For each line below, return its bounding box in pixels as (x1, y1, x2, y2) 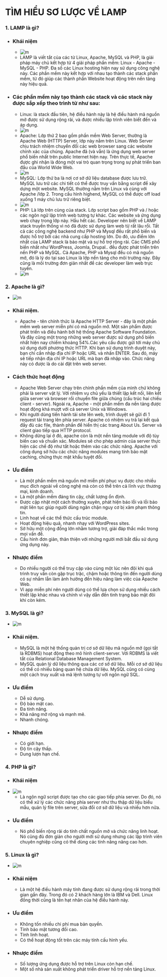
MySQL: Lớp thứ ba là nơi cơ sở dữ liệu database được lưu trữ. (19, 175, 147, 181)
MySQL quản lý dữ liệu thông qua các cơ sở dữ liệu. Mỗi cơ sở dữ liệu (19, 661, 163, 667)
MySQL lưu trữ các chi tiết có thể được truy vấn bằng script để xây (19, 180, 157, 186)
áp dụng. (19, 122, 38, 128)
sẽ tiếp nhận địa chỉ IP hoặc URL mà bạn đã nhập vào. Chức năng (19, 356, 155, 362)
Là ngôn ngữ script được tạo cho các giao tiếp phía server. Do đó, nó (19, 793, 162, 799)
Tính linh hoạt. (19, 931, 50, 937)
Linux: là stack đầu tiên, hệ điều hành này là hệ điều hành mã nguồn (19, 111, 160, 117)
